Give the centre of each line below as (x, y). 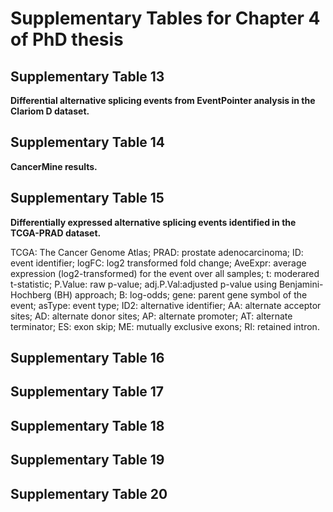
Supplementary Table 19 (87, 460)
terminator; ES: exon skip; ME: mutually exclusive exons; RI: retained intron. (165, 326)
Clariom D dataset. (50, 111)
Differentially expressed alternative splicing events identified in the (153, 222)
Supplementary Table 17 (87, 392)
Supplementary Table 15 (87, 198)
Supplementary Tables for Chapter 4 (165, 18)
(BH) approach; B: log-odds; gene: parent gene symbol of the (180, 294)
